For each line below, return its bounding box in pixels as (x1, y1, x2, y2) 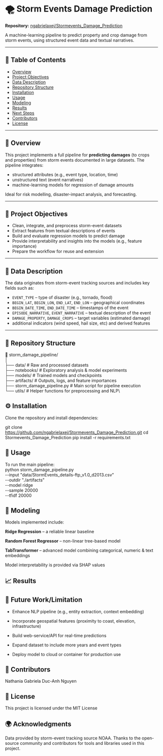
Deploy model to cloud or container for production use (12, 651, 121, 657)
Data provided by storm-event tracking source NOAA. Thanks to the (5, 735, 141, 741)
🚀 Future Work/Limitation (5, 596, 82, 604)
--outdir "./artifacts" (5, 477, 45, 483)
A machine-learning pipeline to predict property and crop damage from (5, 32, 147, 38)
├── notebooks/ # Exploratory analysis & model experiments (5, 367, 127, 373)
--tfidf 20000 (5, 493, 32, 498)
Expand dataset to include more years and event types (12, 642, 122, 648)
